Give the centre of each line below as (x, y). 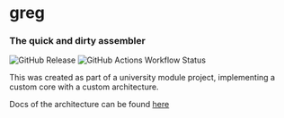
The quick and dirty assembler (77, 41)
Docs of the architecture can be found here (89, 105)
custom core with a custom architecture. (84, 87)
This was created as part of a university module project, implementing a (142, 78)
